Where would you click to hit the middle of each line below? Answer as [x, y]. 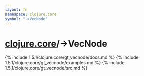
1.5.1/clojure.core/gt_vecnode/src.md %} [46, 68]
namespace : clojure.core [31, 14]
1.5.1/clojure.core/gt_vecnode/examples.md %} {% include [65, 63]
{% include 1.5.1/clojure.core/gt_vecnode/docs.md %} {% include [72, 57]
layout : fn [16, 10]
